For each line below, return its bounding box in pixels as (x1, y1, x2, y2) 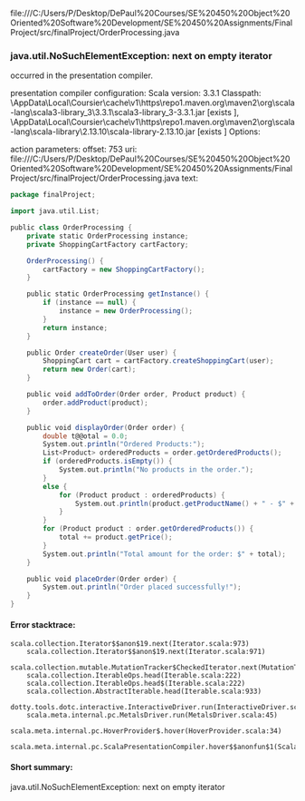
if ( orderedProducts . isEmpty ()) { (43, 457, 173, 466)
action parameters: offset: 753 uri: (10, 144, 138, 155)
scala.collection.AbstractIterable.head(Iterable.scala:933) (26, 687, 262, 697)
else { (43, 482, 68, 491)
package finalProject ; (10, 190, 96, 200)
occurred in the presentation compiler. (10, 70, 153, 81)
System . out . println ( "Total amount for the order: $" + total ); (43, 549, 286, 559)
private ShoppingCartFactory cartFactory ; (26, 239, 189, 249)
